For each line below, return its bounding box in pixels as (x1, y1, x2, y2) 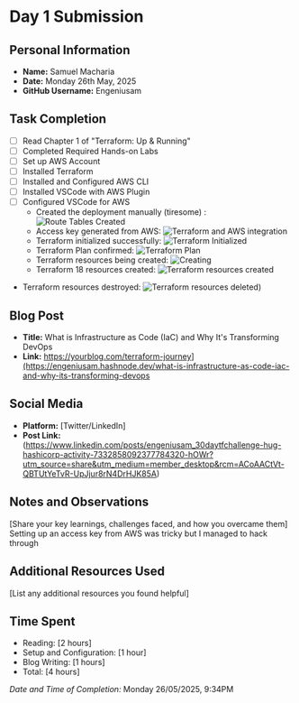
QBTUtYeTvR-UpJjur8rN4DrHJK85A (22, 467, 158, 479)
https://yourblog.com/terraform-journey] (43, 351, 195, 362)
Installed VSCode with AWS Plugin (22, 187, 150, 198)
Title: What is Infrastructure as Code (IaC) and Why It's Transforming (22, 332, 279, 343)
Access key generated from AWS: (35, 226, 162, 236)
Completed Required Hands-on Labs (22, 145, 159, 156)
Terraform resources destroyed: (22, 282, 141, 292)
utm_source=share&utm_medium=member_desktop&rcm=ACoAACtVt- (22, 458, 285, 469)
